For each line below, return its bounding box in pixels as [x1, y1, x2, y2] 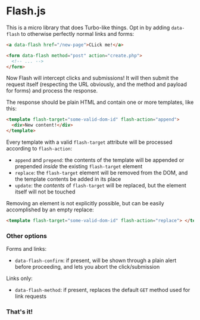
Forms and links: [6, 245, 46, 253]
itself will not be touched [14, 188, 76, 195]
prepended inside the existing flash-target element [14, 163, 143, 170]
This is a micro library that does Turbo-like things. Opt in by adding [6, 24, 170, 31]
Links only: [6, 275, 33, 282]
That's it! [6, 307, 33, 316]
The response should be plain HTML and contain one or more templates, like [6, 99, 194, 106]
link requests [14, 293, 46, 300]
